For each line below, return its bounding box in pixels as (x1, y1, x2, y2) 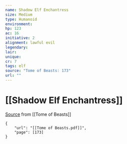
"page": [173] (14, 129, 44, 135)
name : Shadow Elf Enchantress (5, 7, 69, 13)
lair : (5, 49, 17, 54)
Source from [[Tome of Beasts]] (5, 111, 72, 117)
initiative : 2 (5, 36, 35, 41)
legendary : (5, 45, 28, 50)
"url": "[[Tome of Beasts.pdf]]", (14, 125, 87, 130)
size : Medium (5, 12, 33, 17)
